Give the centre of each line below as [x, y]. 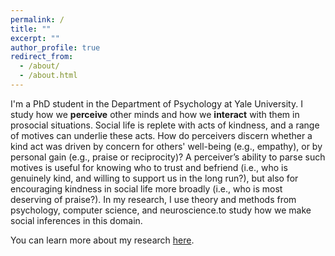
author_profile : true [55, 47]
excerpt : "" [35, 38]
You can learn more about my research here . [102, 240]
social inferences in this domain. [76, 220]
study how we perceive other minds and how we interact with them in [155, 114]
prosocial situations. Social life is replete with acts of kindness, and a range [165, 125]
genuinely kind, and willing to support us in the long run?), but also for [154, 178]
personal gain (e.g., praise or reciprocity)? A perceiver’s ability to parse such [168, 157]
